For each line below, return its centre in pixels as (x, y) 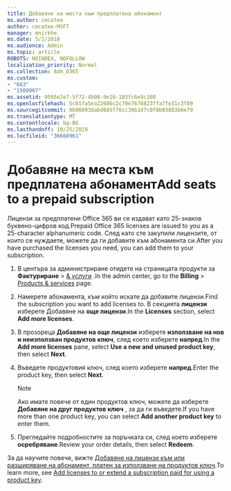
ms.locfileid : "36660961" (44, 136)
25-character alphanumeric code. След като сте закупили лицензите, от (112, 233)
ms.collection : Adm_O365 (43, 71)
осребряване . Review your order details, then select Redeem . (106, 445)
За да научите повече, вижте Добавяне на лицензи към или (96, 458)
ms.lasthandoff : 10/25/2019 (48, 129)
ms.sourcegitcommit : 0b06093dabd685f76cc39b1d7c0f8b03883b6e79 (100, 110)
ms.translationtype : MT (41, 116)
